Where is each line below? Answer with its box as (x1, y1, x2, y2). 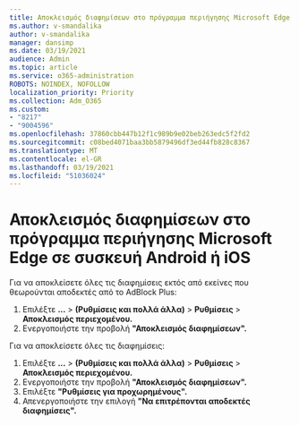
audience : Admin (9, 55, 70, 64)
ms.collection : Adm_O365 (9, 96, 102, 106)
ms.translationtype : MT (9, 146, 98, 155)
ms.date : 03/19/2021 (9, 47, 87, 55)
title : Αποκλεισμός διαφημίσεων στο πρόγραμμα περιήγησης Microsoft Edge (9, 13, 291, 22)
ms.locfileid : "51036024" (9, 171, 106, 180)
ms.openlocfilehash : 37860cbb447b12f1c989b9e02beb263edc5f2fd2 (9, 130, 251, 139)
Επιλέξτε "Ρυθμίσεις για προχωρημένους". (21, 387, 188, 397)
